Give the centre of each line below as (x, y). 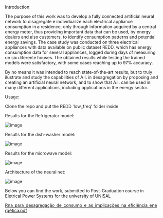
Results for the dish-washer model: (40, 134)
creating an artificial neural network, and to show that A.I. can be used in (78, 82)
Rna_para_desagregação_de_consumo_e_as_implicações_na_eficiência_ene (81, 205)
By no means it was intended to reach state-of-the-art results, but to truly (79, 72)
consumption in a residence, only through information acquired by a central (81, 27)
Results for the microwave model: (38, 153)
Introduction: (18, 7)
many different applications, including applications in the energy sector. (77, 87)
